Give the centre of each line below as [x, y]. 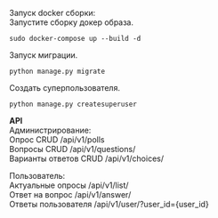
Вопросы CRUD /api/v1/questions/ [73, 149]
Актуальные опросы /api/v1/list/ [69, 185]
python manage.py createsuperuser [73, 104]
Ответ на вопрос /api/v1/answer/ [70, 194]
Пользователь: [37, 176]
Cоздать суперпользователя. [65, 88]
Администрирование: [50, 130]
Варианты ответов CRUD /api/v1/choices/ [87, 158]
